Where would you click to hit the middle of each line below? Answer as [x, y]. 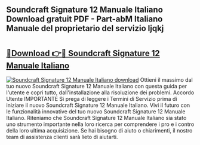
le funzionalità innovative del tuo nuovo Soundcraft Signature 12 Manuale [96, 112]
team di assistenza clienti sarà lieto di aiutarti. [62, 137]
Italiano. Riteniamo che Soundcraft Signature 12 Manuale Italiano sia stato [96, 118]
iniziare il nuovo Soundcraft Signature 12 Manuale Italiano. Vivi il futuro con [98, 105]
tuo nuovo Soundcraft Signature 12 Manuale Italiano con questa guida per [97, 86]
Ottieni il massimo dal [166, 80]
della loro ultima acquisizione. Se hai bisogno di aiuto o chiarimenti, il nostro [99, 130]
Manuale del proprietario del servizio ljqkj [85, 28]
